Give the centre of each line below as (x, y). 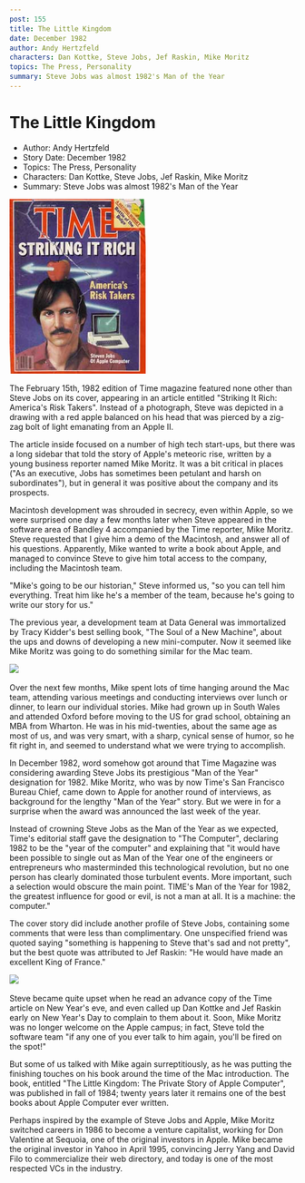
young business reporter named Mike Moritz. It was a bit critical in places (147, 464)
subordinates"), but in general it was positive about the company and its (144, 483)
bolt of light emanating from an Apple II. (100, 426)
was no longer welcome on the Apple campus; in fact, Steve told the (137, 1027)
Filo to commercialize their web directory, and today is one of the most (142, 1159)
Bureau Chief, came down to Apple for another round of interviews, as (141, 792)
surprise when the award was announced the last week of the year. (135, 811)
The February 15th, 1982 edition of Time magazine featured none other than (151, 388)
